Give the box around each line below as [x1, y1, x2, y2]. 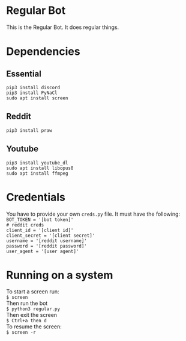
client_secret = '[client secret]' [6, 233, 95, 239]
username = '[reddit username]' [6, 237, 87, 244]
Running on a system [6, 268, 113, 282]
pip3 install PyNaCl [6, 90, 58, 96]
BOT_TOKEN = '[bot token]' [6, 216, 74, 223]
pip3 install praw [6, 127, 52, 133]
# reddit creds [6, 222, 44, 228]
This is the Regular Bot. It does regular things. [6, 23, 119, 31]
